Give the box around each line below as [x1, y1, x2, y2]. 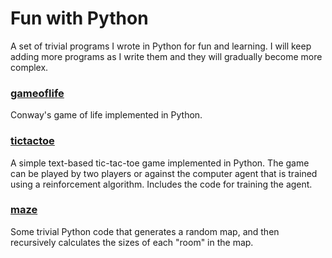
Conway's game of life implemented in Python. [10, 109, 203, 121]
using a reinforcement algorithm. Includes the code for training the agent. [10, 178, 313, 190]
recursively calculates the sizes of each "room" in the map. [10, 236, 254, 248]
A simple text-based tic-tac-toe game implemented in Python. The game [10, 157, 310, 169]
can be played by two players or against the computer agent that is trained [10, 167, 318, 179]
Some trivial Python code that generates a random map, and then [10, 225, 280, 237]
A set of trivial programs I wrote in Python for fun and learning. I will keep [10, 40, 312, 52]
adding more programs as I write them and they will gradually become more [10, 50, 323, 62]
